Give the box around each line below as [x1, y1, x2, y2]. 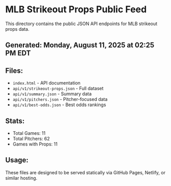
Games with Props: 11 [12, 141, 58, 147]
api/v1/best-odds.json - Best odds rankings [12, 101, 106, 108]
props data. [5, 26, 30, 32]
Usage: [5, 156, 29, 164]
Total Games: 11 [12, 130, 46, 136]
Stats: [5, 116, 25, 125]
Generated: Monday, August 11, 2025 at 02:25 [5, 41, 155, 50]
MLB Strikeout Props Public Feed [5, 4, 147, 15]
